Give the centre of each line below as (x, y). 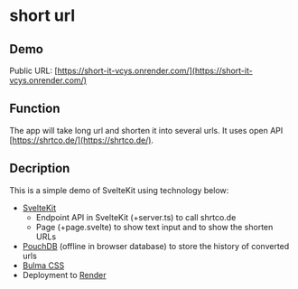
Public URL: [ (33, 70)
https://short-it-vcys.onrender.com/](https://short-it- (155, 70)
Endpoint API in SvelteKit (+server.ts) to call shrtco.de (136, 217)
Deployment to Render (64, 275)
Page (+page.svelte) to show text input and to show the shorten (154, 227)
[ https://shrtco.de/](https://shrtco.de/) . (82, 140)
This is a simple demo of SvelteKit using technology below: (119, 190)
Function (35, 109)
